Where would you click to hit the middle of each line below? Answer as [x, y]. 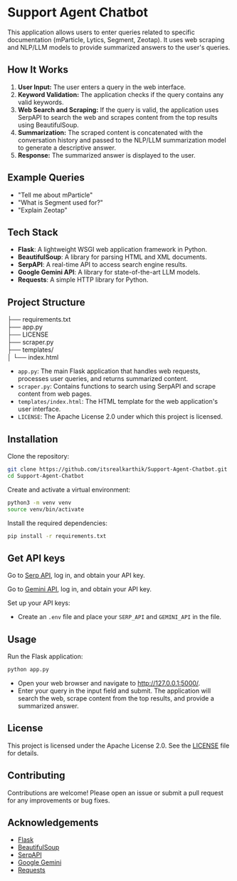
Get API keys [36, 558]
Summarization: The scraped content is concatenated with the [110, 132]
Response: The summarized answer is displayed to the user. [106, 155]
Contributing [36, 776]
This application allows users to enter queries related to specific [101, 32]
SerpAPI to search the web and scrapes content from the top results [117, 117]
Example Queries [46, 178]
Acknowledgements [53, 822]
